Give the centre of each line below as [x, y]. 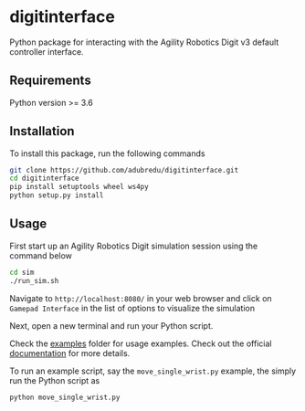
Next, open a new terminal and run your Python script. [111, 325]
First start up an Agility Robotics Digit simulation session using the [134, 246]
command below [41, 255]
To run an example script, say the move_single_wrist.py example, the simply [153, 371]
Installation [42, 131]
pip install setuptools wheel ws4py [79, 187]
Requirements [50, 81]
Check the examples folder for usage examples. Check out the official [141, 343]
